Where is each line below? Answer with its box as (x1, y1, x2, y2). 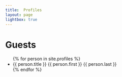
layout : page (5, 12, 33, 17)
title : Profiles (5, 7, 42, 13)
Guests (5, 39, 37, 50)
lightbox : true (5, 17, 38, 22)
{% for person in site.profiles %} (12, 56, 81, 62)
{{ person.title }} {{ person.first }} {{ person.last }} (12, 61, 117, 67)
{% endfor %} (12, 67, 42, 73)
